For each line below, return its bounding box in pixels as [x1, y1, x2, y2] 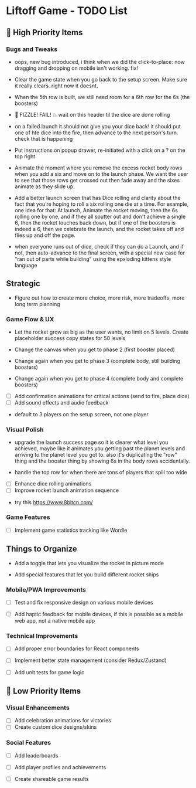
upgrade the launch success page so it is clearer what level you [14, 439, 169, 446]
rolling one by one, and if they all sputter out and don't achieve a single [14, 213, 186, 220]
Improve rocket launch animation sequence [14, 487, 119, 494]
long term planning [14, 300, 60, 307]
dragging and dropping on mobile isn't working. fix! [14, 64, 139, 72]
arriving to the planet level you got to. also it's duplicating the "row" [14, 451, 177, 458]
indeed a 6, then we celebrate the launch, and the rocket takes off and [14, 225, 184, 232]
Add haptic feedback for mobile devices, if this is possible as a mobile [14, 611, 183, 618]
